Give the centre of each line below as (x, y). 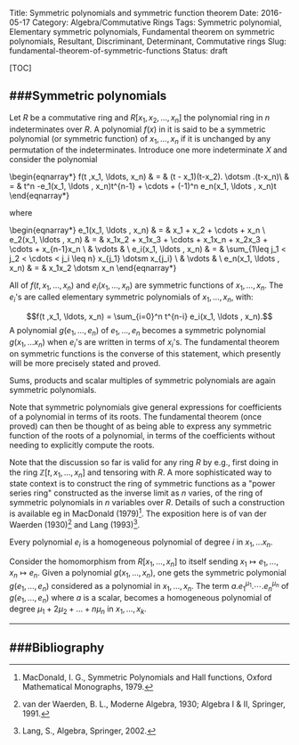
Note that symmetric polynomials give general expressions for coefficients (145, 407)
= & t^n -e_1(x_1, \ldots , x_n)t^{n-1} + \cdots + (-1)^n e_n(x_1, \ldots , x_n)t (143, 186)
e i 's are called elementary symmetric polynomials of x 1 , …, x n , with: (131, 298)
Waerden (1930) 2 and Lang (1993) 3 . (75, 524)
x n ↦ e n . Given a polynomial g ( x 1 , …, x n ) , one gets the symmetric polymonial (148, 574)
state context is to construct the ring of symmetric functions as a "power (142, 484)
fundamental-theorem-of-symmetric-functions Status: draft (119, 51)
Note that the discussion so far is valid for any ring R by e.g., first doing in (144, 462)
